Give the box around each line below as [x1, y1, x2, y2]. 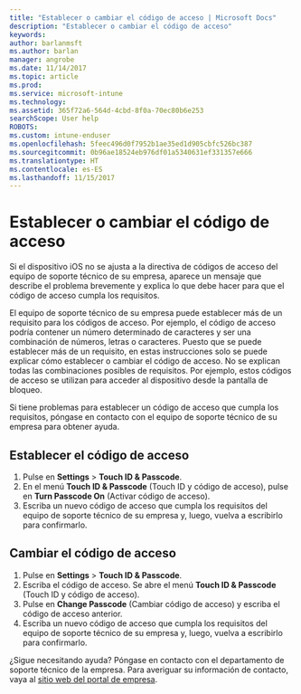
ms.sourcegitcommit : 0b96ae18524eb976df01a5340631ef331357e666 [9, 147, 253, 157]
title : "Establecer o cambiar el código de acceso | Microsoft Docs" [9, 13, 277, 23]
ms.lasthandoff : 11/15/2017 [9, 173, 116, 182]
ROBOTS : [9, 123, 39, 132]
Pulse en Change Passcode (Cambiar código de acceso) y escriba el [22, 598, 280, 609]
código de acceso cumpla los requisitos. [9, 290, 160, 301]
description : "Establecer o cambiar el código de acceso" [9, 22, 232, 31]
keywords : [9, 30, 47, 39]
